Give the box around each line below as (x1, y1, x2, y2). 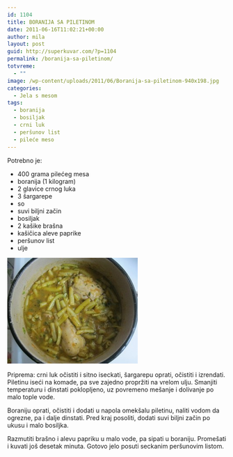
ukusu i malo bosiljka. (7, 421, 70, 429)
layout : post (7, 40, 45, 48)
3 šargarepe (17, 192, 53, 200)
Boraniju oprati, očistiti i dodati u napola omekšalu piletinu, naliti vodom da (7, 406, 220, 415)
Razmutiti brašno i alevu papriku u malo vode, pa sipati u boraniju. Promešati (7, 434, 227, 442)
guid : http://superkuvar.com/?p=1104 (7, 48, 117, 55)
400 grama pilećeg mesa (17, 169, 90, 178)
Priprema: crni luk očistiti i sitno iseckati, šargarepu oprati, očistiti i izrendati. (7, 370, 225, 379)
